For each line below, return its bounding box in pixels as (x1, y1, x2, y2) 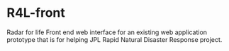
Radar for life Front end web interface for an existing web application (6, 28, 207, 36)
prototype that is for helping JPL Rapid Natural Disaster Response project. (6, 35, 223, 43)
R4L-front (6, 5, 65, 21)
